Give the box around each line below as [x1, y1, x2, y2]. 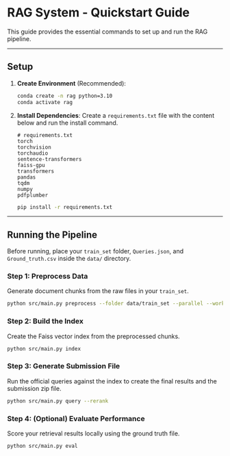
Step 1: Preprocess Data [7, 272, 88, 281]
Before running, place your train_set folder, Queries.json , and [7, 247, 183, 255]
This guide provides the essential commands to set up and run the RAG [7, 27, 208, 36]
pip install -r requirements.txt [16, 203, 113, 210]
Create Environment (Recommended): [16, 79, 127, 87]
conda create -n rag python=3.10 [16, 92, 113, 99]
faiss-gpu [16, 162, 46, 168]
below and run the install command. [16, 118, 118, 127]
